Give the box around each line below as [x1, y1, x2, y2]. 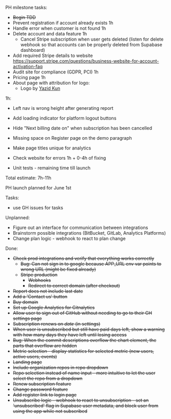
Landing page [12, 359, 42, 365]
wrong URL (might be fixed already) [20, 266, 97, 272]
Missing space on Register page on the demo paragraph [12, 135, 132, 141]
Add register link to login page [12, 392, 77, 397]
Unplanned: [5, 215, 30, 220]
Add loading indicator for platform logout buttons [12, 115, 117, 121]
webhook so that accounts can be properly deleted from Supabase [20, 42, 163, 48]
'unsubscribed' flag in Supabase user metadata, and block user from [12, 403, 159, 409]
